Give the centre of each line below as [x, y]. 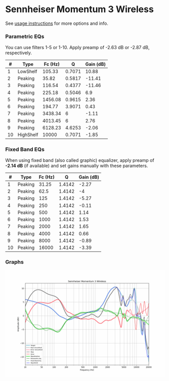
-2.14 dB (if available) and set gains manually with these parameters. [77, 166]
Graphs [14, 262]
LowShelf [27, 71]
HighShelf [28, 135]
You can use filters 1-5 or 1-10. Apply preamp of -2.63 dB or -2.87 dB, [77, 48]
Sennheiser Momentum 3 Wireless [80, 9]
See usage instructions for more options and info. [57, 23]
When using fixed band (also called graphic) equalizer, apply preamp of [80, 160]
